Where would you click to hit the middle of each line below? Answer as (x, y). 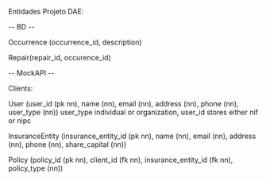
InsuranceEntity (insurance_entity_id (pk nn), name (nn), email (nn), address (132, 136)
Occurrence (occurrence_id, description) (75, 42)
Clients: (21, 88)
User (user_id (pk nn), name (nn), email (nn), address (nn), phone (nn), (124, 104)
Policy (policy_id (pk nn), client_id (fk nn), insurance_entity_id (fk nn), (121, 160)
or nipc (20, 121)
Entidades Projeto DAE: (46, 12)
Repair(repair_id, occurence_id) (60, 58)
